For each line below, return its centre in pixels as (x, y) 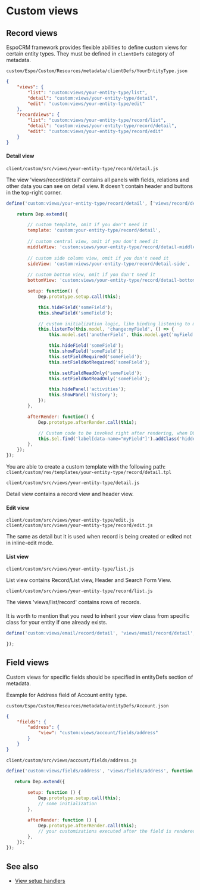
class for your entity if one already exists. (57, 623)
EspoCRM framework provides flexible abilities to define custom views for (97, 47)
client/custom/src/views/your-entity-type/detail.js (73, 483)
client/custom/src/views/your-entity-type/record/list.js (79, 591)
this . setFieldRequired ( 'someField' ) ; (96, 356)
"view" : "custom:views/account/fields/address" (98, 733)
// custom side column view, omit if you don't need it (98, 258)
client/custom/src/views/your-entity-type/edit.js (70, 521)
